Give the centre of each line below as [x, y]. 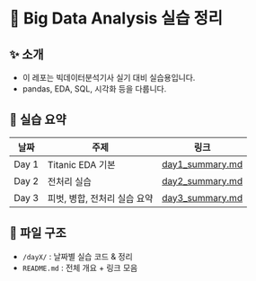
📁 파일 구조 [38, 233]
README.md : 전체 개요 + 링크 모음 [80, 268]
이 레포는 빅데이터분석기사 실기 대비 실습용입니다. [109, 78]
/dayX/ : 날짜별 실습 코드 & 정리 [77, 256]
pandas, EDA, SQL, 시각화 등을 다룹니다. [94, 89]
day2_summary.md [202, 180]
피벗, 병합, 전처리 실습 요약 [100, 198]
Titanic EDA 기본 [81, 164]
